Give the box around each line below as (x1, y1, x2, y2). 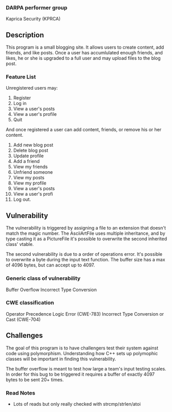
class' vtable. (6, 241, 34, 248)
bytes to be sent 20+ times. (6, 376, 64, 383)
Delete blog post (13, 148, 48, 154)
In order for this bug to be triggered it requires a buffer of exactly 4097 (6, 371, 155, 377)
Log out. (13, 196, 31, 202)
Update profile (13, 153, 44, 159)
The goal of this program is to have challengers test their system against (6, 345, 159, 351)
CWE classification (6, 299, 54, 306)
